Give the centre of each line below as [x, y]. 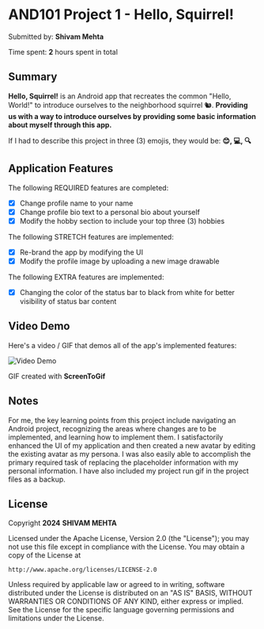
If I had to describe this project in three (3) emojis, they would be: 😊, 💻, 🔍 [130, 140]
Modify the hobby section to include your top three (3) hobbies [122, 221]
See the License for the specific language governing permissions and [121, 610]
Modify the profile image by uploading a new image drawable [119, 261]
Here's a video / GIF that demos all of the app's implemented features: [123, 345]
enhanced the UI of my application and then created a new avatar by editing [132, 445]
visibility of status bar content [68, 301]
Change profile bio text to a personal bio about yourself [109, 212]
